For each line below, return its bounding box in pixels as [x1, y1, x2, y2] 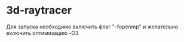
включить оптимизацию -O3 [6, 29, 79, 36]
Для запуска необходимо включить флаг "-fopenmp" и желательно [6, 23, 178, 30]
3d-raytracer [6, 4, 72, 17]
